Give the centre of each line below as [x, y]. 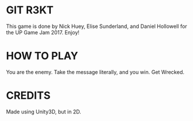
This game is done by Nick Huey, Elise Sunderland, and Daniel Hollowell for [96, 26]
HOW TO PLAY [42, 56]
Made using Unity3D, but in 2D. [44, 112]
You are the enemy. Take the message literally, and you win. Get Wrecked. [95, 72]
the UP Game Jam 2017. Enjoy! [43, 32]
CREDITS [28, 96]
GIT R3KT [30, 10]
